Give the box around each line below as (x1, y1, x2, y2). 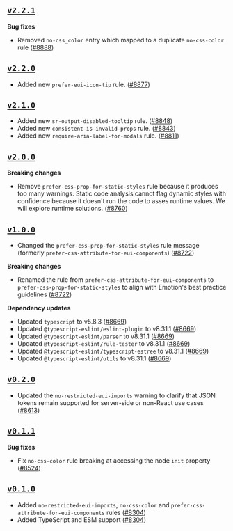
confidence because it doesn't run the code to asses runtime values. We (17, 197, 225, 205)
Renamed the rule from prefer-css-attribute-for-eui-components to (17, 276, 214, 284)
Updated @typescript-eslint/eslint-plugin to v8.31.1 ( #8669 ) (17, 325, 197, 333)
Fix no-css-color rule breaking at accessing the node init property (17, 456, 211, 465)
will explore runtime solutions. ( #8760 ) (17, 205, 128, 213)
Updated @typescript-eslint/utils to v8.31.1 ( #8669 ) (17, 354, 172, 363)
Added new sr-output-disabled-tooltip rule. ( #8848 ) (17, 117, 173, 125)
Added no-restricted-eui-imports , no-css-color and (17, 500, 170, 509)
